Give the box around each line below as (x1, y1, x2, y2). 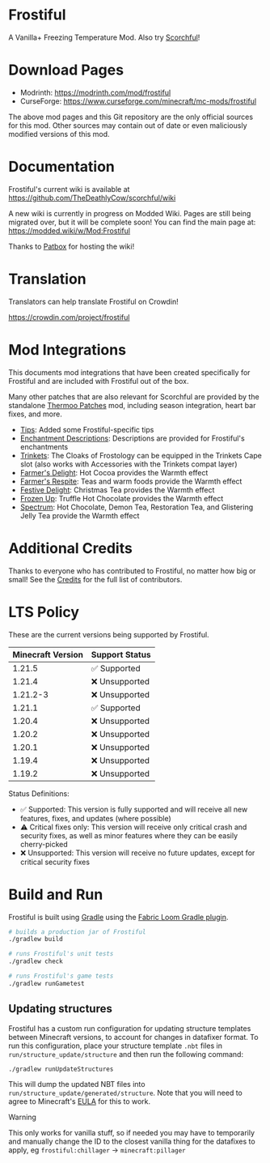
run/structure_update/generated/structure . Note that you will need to (8, 1088, 243, 1098)
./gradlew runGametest (8, 979, 85, 987)
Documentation (8, 158, 116, 176)
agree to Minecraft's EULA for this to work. (8, 1097, 151, 1106)
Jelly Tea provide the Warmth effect (19, 510, 140, 520)
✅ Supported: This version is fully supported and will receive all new (19, 804, 248, 814)
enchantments (19, 441, 69, 451)
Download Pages (8, 61, 124, 79)
